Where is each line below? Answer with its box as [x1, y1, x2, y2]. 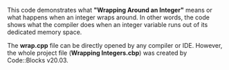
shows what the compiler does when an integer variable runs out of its [7, 21, 208, 28]
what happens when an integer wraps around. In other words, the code [7, 13, 210, 21]
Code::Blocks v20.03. [7, 56, 69, 64]
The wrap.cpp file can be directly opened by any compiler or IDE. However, [7, 42, 223, 49]
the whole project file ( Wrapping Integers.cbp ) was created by [7, 49, 187, 57]
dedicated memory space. [7, 28, 82, 36]
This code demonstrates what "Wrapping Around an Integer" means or [7, 6, 212, 14]
